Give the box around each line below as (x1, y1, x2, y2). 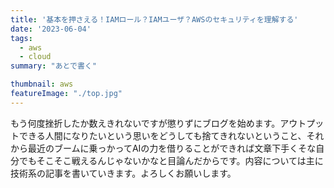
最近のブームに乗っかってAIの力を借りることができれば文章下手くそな (27, 142, 317, 154)
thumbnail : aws (10, 79, 74, 90)
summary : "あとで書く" (10, 61, 97, 71)
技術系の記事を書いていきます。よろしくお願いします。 (10, 167, 237, 179)
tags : (10, 33, 33, 43)
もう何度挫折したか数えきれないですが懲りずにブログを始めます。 (10, 117, 281, 129)
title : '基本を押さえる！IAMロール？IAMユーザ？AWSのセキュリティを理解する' (10, 14, 299, 25)
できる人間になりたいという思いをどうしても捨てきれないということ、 (18, 129, 307, 141)
